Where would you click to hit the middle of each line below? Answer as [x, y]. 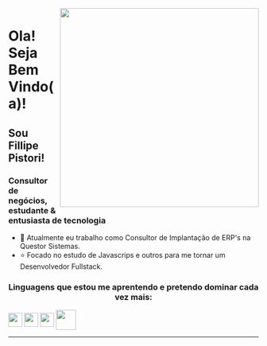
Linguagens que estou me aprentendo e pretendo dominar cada [133, 287]
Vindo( [31, 87]
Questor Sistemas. [50, 246]
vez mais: [133, 297]
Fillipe [23, 145]
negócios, [28, 200]
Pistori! [27, 158]
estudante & [32, 210]
